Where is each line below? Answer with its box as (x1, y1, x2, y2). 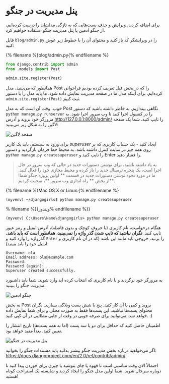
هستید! (6, 373, 19, 379)
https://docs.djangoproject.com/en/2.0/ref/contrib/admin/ (6, 352, 126, 358)
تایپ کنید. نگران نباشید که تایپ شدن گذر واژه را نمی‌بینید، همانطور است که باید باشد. (6, 230, 161, 236)
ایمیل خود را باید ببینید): (6, 240, 49, 247)
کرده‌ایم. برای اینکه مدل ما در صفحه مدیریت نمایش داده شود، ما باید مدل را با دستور (6, 90, 162, 96)
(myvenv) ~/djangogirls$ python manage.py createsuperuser (6, 197, 132, 202)
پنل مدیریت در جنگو (6, 5, 77, 17)
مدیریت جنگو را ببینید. (6, 282, 46, 288)
